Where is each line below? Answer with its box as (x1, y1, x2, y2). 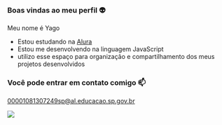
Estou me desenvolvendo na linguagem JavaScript (17, 45, 164, 53)
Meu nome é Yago (7, 24, 60, 32)
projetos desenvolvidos (17, 60, 85, 68)
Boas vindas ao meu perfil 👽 (7, 5, 106, 15)
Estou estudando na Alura (17, 37, 92, 46)
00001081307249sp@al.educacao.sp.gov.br (7, 96, 135, 105)
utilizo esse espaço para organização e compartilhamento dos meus (17, 53, 215, 61)
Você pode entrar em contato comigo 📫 (7, 78, 146, 88)
